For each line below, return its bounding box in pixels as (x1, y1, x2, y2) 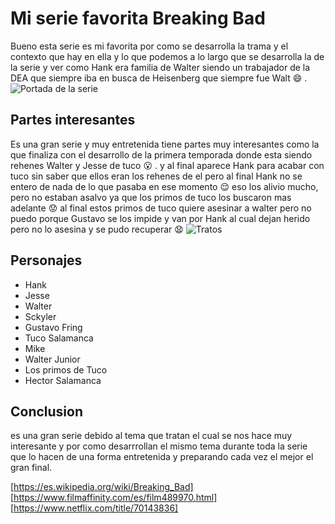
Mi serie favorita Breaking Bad (10, 7, 266, 30)
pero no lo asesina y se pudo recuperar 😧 (10, 223, 184, 235)
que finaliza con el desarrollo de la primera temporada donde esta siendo (10, 148, 313, 161)
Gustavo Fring (24, 321, 83, 333)
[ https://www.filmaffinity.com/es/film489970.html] (10, 492, 218, 504)
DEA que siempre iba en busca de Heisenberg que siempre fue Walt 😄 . (10, 72, 308, 84)
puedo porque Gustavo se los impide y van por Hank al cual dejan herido (10, 212, 311, 224)
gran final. (10, 462, 53, 474)
